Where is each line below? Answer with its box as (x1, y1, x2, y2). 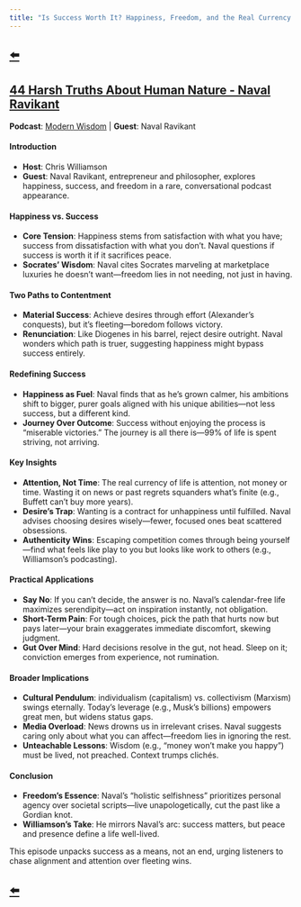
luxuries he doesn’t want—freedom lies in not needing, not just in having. (22, 269, 293, 280)
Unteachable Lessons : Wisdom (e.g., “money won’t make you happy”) (22, 740, 285, 751)
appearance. (22, 190, 70, 201)
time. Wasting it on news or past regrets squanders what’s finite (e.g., (22, 486, 279, 497)
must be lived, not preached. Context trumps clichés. (22, 749, 219, 761)
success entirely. (22, 348, 85, 358)
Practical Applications (9, 574, 94, 585)
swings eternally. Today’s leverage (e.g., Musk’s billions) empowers (22, 702, 271, 712)
